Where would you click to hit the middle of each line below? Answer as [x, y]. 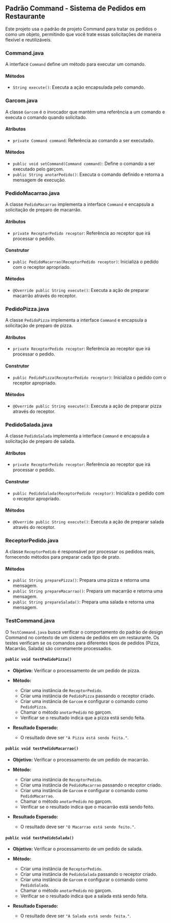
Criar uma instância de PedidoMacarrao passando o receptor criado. [91, 785]
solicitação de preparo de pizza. [39, 326]
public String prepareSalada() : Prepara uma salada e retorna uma [83, 602]
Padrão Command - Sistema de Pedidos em [76, 8]
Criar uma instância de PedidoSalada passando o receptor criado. [89, 874]
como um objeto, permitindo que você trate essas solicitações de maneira [83, 34]
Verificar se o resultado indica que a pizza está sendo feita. [83, 717]
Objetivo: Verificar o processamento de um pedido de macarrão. [81, 759]
